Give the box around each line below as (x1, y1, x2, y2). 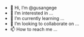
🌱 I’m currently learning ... (10, 15, 65, 21)
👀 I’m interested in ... (10, 10, 53, 16)
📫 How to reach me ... (10, 26, 58, 32)
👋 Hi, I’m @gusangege (10, 5, 57, 10)
